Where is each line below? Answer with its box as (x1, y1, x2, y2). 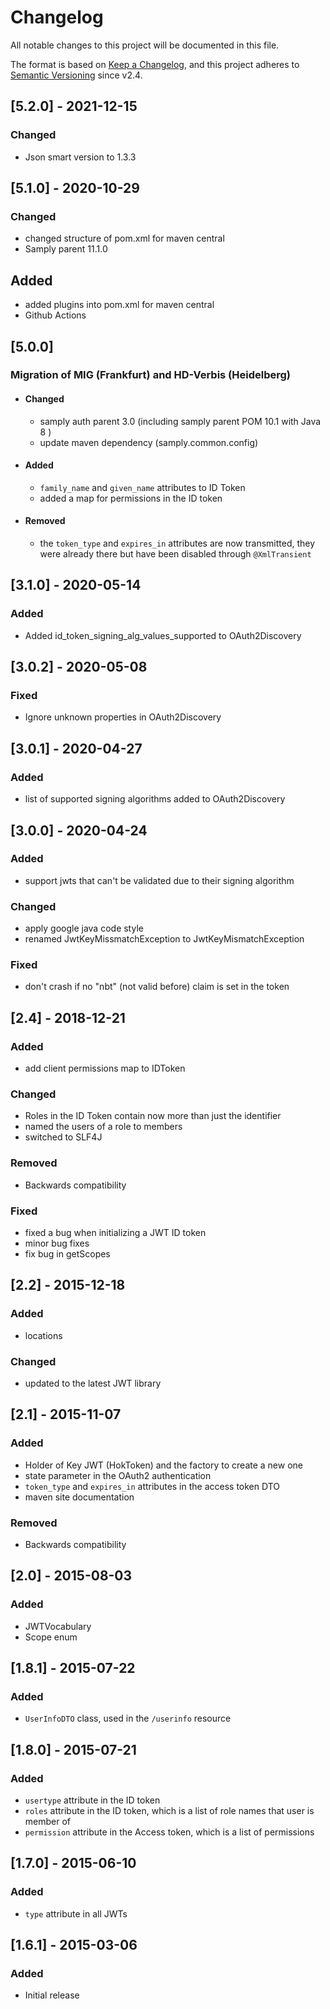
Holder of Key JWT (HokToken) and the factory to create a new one (24, 1459, 304, 1471)
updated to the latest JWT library (24, 1377, 162, 1389)
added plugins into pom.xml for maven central (24, 299, 215, 311)
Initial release (24, 1989, 80, 2001)
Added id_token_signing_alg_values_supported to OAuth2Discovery (24, 629, 302, 641)
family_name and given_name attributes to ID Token (39, 481, 246, 493)
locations (24, 1329, 63, 1341)
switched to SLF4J (24, 1131, 103, 1143)
